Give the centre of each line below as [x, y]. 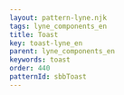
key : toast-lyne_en [46, 43]
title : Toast [34, 34]
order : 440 [30, 69]
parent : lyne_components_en [62, 52]
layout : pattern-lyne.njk [58, 18]
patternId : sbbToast [48, 77]
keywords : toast [40, 60]
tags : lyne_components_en [58, 26]
